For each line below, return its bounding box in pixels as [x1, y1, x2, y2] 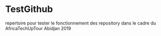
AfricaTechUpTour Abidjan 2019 [5, 25, 72, 31]
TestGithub [5, 3, 53, 15]
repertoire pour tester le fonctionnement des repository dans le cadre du [5, 20, 156, 26]
